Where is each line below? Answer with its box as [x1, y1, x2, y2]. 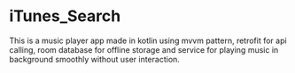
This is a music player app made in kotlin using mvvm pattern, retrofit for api [9, 35, 287, 46]
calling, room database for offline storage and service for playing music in [9, 44, 279, 55]
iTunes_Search [9, 6, 121, 26]
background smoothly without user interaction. [9, 54, 180, 64]
